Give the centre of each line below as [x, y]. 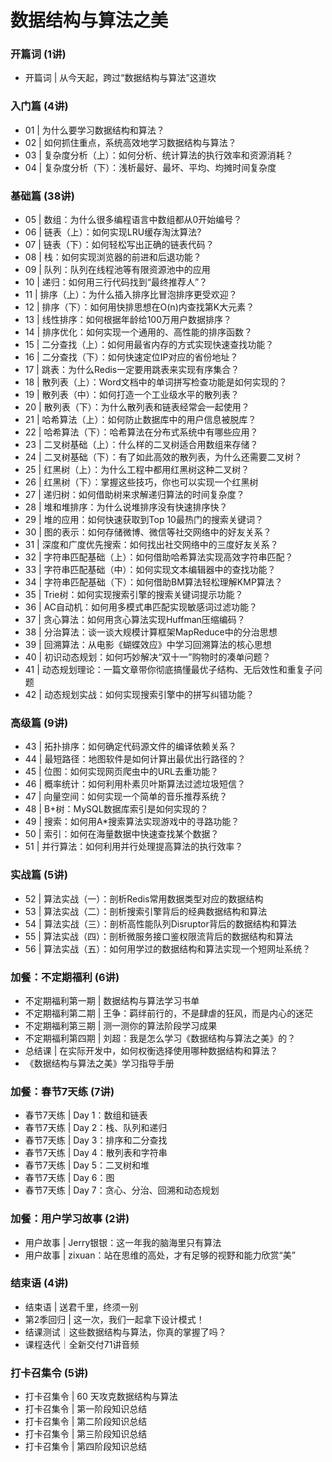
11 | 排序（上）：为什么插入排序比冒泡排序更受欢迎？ [131, 295]
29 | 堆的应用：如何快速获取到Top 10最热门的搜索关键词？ [144, 520]
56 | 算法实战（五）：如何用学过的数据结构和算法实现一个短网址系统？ [168, 948]
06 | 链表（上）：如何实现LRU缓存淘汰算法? [113, 232]
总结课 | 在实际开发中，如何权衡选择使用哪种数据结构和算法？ [151, 1050]
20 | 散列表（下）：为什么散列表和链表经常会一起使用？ [137, 407]
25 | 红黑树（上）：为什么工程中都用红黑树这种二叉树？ [137, 470]
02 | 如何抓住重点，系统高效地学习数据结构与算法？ [130, 142]
